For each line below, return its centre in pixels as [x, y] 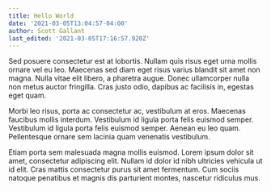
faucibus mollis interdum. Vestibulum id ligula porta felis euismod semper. [131, 120]
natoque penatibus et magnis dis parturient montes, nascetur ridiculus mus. [134, 178]
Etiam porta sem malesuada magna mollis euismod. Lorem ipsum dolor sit [131, 152]
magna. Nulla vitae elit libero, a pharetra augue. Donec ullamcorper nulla [129, 78]
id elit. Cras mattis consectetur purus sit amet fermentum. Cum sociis [124, 169]
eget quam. [28, 95]
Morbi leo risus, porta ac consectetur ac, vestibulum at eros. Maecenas [127, 111]
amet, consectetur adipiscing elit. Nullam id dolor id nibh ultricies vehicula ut [135, 161]
